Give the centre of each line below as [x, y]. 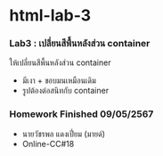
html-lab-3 [50, 16]
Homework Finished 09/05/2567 [81, 114]
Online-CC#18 [48, 144]
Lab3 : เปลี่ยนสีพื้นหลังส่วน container [80, 44]
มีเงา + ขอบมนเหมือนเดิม [59, 80]
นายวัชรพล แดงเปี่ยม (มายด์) [63, 134]
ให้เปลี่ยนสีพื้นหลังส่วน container [60, 62]
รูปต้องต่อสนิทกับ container [65, 91]
